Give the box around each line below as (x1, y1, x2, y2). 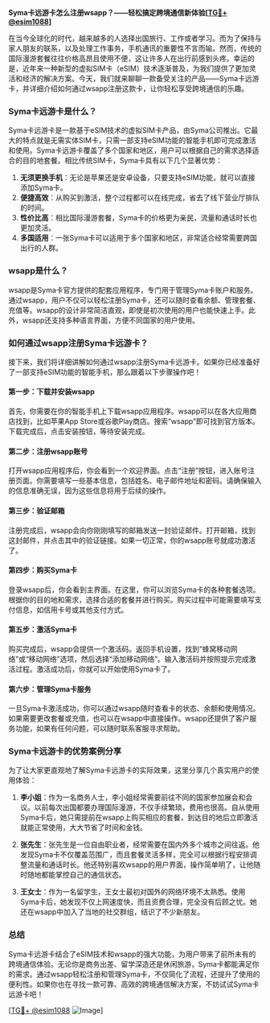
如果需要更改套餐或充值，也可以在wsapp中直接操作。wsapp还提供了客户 (8, 713, 250, 723)
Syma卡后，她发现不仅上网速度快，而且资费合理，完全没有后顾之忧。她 (19, 897, 257, 907)
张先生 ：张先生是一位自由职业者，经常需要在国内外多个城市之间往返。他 (19, 840, 260, 849)
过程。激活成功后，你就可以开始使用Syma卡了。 (14, 664, 175, 674)
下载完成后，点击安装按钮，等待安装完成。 (8, 426, 149, 437)
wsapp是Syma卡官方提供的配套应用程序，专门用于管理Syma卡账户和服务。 (8, 285, 258, 294)
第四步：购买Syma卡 (8, 565, 78, 575)
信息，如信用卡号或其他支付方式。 (14, 605, 129, 614)
